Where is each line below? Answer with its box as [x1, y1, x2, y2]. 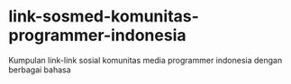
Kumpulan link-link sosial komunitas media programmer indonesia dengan [8, 55, 283, 65]
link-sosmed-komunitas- [8, 6, 200, 27]
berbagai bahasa [8, 64, 71, 75]
